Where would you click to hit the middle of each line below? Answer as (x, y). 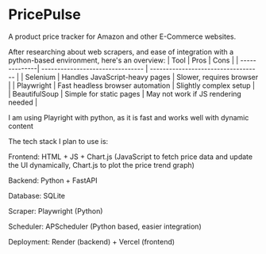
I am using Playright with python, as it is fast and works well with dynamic (129, 117)
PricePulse (44, 15)
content (21, 126)
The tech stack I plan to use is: (58, 141)
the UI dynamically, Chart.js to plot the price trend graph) (101, 165)
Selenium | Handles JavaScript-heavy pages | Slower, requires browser (142, 77)
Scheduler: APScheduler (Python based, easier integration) (105, 226)
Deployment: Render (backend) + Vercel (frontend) (92, 241)
